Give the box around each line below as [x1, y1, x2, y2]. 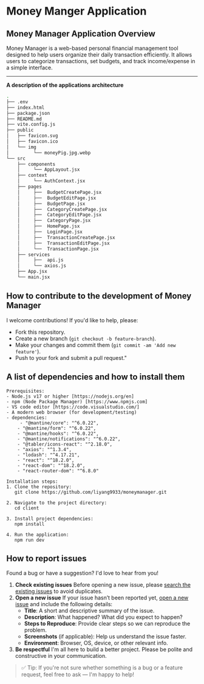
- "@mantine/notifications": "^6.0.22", [17, 436, 121, 442]
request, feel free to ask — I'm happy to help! [21, 671, 135, 679]
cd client [14, 505, 39, 511]
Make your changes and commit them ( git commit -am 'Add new [15, 341, 176, 348]
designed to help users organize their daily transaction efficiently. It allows [6, 51, 192, 58]
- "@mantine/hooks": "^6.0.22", [17, 430, 99, 437]
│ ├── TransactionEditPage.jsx [17, 240, 110, 246]
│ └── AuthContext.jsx [17, 178, 86, 184]
